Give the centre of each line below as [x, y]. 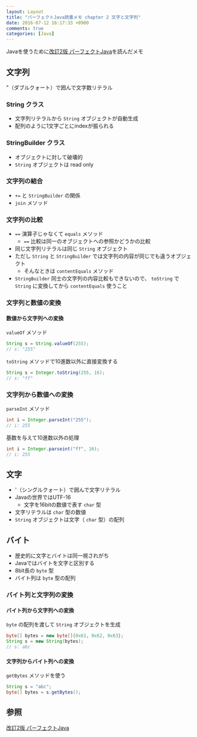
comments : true [25, 28]
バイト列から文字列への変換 [40, 610]
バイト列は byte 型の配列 [45, 578]
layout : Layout [25, 12]
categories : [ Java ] [30, 34]
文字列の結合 [25, 181]
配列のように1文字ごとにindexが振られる [64, 126]
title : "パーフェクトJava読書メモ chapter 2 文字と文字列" [74, 17]
